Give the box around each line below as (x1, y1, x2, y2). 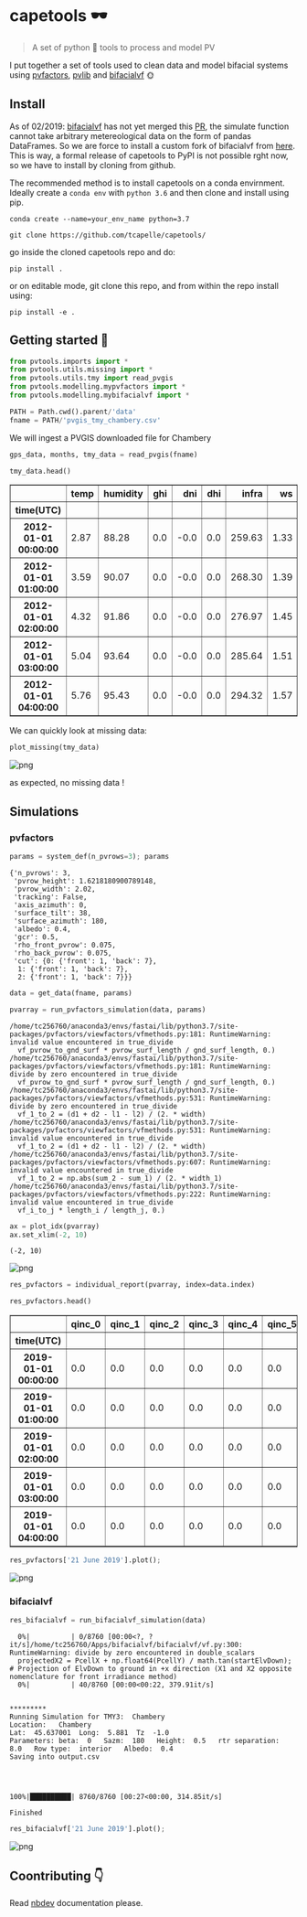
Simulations (9, 804, 79, 819)
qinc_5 (267, 1318, 298, 1331)
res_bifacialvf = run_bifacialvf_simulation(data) (9, 1616, 206, 1625)
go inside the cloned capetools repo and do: (9, 246, 176, 257)
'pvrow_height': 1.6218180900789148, (13, 876, 157, 885)
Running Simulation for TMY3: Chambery (9, 1712, 166, 1722)
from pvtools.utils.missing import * (9, 365, 153, 374)
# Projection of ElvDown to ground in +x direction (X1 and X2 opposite (9, 1665, 292, 1674)
